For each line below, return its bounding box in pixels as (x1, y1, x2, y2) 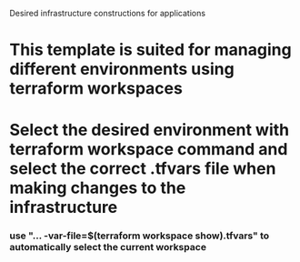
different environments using (9, 59, 235, 80)
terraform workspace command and (9, 139, 288, 160)
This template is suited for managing (9, 40, 293, 60)
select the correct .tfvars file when (9, 158, 276, 179)
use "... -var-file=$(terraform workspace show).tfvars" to (9, 229, 270, 242)
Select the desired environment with (9, 120, 290, 140)
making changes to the (9, 177, 186, 198)
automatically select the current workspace (9, 241, 207, 254)
